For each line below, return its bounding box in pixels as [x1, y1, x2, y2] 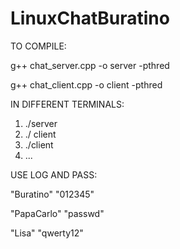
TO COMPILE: [10, 40, 67, 52]
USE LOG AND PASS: [10, 168, 98, 181]
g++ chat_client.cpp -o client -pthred [10, 78, 163, 91]
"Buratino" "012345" [10, 188, 95, 200]
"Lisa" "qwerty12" [10, 227, 84, 239]
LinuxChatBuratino [10, 7, 170, 30]
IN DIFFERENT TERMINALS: [10, 98, 125, 110]
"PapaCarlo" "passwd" [10, 207, 105, 219]
